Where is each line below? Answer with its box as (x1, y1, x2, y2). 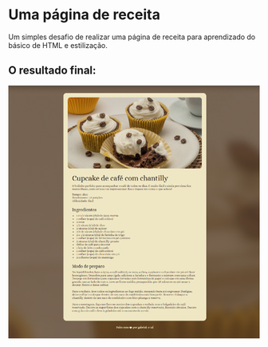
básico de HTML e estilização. (8, 40, 108, 50)
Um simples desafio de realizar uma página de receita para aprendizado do (8, 32, 256, 42)
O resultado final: (8, 64, 97, 78)
